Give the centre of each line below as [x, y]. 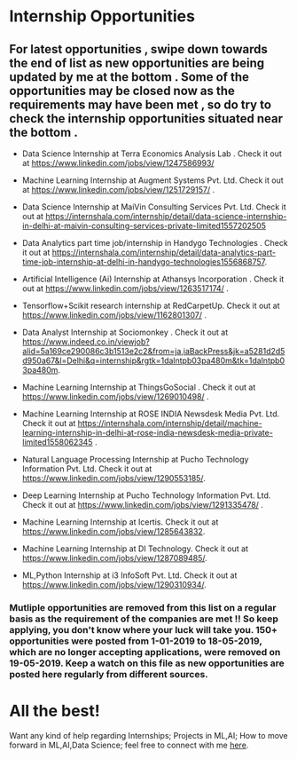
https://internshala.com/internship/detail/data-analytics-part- [164, 252]
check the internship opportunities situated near [146, 119]
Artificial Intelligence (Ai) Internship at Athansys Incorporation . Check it [153, 279]
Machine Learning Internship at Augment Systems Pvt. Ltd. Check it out [152, 180]
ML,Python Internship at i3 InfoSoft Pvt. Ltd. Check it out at [129, 575]
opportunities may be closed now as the [122, 91]
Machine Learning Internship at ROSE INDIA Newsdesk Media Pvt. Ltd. [151, 414]
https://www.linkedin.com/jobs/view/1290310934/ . [114, 585]
